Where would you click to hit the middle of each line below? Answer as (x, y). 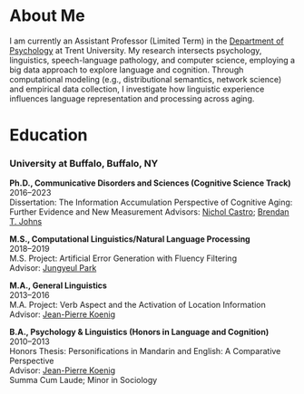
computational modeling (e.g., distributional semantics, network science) (146, 79)
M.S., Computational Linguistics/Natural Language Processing (130, 239)
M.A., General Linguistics (58, 285)
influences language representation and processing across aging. (132, 98)
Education (49, 135)
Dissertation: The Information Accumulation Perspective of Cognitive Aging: (151, 202)
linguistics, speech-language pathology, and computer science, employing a (152, 60)
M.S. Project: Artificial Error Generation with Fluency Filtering (123, 258)
